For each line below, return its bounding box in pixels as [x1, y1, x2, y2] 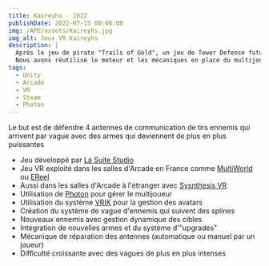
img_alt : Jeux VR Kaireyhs [8, 34, 98, 42]
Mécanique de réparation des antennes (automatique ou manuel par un [19, 232, 255, 241]
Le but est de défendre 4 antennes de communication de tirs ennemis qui [8, 123, 251, 133]
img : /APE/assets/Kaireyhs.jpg [8, 26, 113, 34]
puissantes [8, 140, 45, 149]
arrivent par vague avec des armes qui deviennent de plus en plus [8, 131, 227, 141]
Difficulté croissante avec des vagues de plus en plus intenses [19, 248, 227, 258]
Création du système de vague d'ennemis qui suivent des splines [19, 206, 235, 216]
